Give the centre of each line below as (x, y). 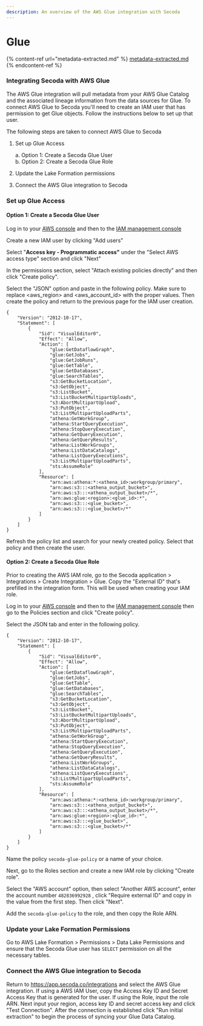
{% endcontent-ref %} (34, 65)
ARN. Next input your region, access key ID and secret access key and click (101, 1004)
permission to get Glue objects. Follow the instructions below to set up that (100, 113)
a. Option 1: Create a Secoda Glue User (64, 155)
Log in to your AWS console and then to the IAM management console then (100, 606)
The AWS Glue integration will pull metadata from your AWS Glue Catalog (98, 94)
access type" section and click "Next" (54, 258)
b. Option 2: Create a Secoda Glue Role (64, 161)
